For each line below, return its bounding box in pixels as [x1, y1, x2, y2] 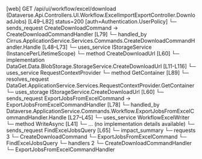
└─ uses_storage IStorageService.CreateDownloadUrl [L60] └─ [6, 89, 164, 95]
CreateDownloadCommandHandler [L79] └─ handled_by [6, 31, 147, 38]
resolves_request [6, 75, 49, 83]
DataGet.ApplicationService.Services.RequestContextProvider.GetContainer [6, 82, 195, 89]
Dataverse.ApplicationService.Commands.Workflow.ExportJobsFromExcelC [6, 108, 195, 114]
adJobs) [6, 18, 27, 25]
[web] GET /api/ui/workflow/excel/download [6, 5, 116, 12]
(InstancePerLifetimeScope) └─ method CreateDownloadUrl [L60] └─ [6, 50, 180, 57]
